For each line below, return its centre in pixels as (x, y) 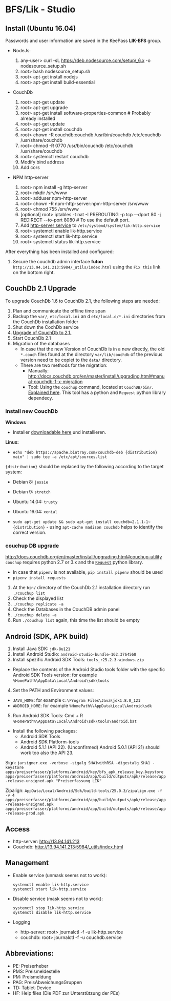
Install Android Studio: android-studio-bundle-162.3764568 (74, 654)
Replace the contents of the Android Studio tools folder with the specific (89, 670)
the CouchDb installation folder (45, 322)
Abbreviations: (29, 954)
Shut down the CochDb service (46, 327)
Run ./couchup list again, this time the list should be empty (76, 620)
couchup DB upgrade (32, 546)
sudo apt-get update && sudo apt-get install (62, 522)
